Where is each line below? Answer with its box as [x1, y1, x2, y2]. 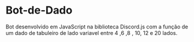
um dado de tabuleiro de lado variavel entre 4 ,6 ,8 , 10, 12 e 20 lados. [5, 29, 178, 36]
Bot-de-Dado [5, 4, 73, 17]
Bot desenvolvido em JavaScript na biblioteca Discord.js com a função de [5, 23, 189, 30]
